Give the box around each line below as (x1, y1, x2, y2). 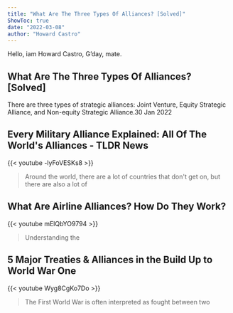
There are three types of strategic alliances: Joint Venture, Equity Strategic (7, 100, 226, 109)
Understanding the (24, 233, 80, 242)
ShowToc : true (7, 17, 50, 24)
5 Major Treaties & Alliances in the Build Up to (7, 254, 213, 266)
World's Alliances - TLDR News (7, 139, 149, 152)
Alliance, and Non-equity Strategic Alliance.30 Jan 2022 (7, 108, 173, 117)
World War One (7, 265, 77, 277)
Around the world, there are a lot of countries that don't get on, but (24, 172, 221, 181)
